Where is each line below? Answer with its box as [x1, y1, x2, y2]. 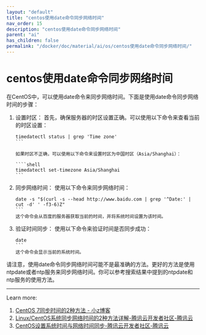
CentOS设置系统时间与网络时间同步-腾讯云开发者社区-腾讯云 [15, 322, 169, 329]
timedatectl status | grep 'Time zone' [15, 133, 118, 140]
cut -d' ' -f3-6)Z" [15, 201, 66, 207]
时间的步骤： [6, 101, 39, 108]
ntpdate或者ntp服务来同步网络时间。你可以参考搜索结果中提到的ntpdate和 [6, 268, 193, 275]
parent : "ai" [6, 32, 40, 38]
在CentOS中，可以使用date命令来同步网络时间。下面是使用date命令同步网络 [6, 93, 199, 100]
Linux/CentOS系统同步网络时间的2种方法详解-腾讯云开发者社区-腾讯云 [15, 314, 193, 322]
